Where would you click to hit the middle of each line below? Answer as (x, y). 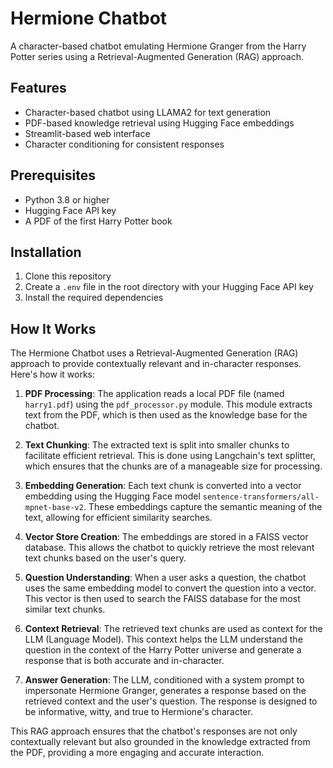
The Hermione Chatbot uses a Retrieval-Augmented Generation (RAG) (154, 353)
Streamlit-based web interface (87, 133)
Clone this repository (68, 276)
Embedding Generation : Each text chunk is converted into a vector (163, 486)
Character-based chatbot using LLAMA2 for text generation (148, 112)
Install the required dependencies (94, 298)
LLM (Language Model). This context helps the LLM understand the (163, 639)
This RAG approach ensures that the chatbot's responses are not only (154, 731)
